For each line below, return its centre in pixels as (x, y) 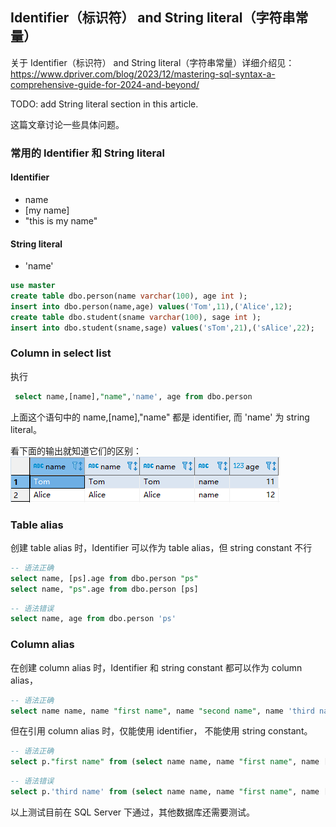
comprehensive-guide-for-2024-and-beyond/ (105, 84)
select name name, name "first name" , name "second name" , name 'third (162, 711)
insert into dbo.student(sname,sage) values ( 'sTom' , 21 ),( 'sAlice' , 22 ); (162, 328)
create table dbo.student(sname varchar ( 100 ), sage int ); (136, 317)
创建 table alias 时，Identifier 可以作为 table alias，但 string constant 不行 (161, 547)
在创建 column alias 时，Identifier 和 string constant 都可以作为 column (156, 667)
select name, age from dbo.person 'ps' (93, 619)
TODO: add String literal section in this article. (104, 104)
